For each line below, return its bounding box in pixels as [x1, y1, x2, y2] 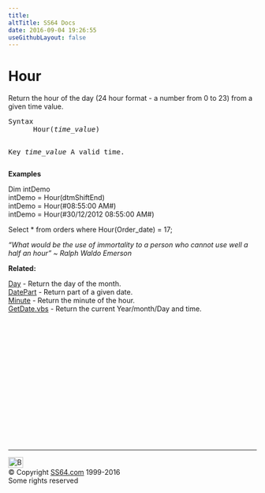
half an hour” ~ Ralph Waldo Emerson [8, 249, 132, 258]
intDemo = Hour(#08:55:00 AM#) [8, 202, 117, 211]
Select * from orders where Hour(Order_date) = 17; [8, 225, 173, 235]
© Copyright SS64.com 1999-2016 [8, 468, 121, 477]
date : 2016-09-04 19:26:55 [8, 26, 97, 34]
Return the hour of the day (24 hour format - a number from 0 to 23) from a [8, 94, 253, 103]
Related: [8, 264, 37, 273]
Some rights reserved [8, 476, 79, 485]
